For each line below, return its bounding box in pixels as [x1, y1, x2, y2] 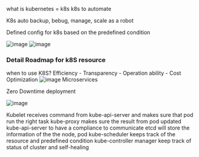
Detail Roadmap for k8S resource [6, 55, 106, 64]
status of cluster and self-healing [6, 144, 89, 151]
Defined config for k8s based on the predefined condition [6, 29, 150, 36]
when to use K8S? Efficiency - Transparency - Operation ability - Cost [6, 69, 181, 77]
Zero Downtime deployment [6, 88, 76, 95]
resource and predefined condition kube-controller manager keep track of [6, 137, 192, 145]
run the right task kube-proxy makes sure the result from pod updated [6, 118, 182, 125]
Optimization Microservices [6, 76, 98, 83]
